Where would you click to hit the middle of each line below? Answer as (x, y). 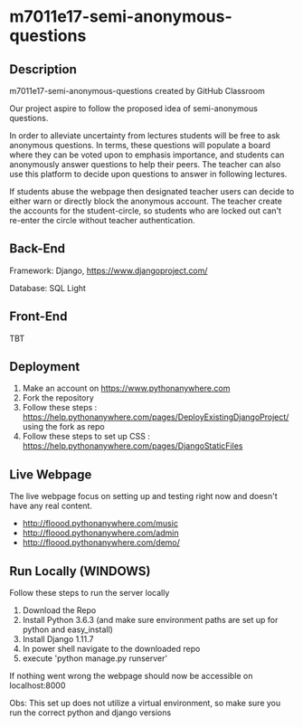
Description (43, 69)
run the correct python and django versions (90, 713)
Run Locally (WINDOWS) (80, 571)
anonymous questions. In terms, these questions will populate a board (140, 145)
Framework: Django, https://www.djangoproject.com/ (109, 270)
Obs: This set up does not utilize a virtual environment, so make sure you (145, 703)
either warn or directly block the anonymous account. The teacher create (146, 201)
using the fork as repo (64, 427)
